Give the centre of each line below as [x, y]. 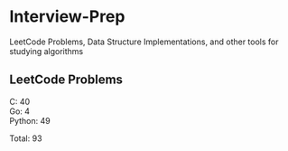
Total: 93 [26, 138]
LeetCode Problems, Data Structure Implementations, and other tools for [144, 42]
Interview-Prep [67, 17]
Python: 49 [30, 120]
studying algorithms [46, 51]
